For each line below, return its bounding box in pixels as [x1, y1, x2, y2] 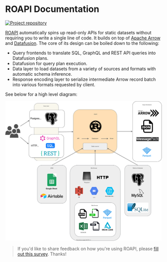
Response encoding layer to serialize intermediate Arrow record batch [12, 76, 156, 82]
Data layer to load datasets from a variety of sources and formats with [12, 66, 156, 72]
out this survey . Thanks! [17, 251, 67, 257]
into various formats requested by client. [12, 81, 95, 88]
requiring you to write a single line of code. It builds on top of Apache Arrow [5, 35, 161, 41]
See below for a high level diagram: [5, 91, 78, 97]
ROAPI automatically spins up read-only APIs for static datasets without [5, 29, 152, 35]
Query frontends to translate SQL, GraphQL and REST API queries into [12, 50, 156, 56]
